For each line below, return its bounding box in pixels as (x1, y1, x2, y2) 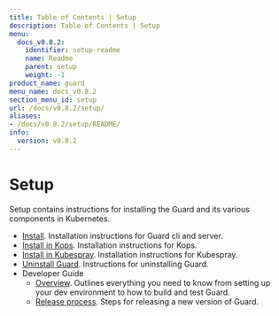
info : (9, 128, 29, 137)
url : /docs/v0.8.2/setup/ (9, 104, 105, 112)
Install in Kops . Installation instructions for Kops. (21, 240, 198, 250)
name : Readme (25, 54, 74, 63)
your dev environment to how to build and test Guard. (35, 287, 230, 297)
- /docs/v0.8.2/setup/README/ (9, 120, 121, 129)
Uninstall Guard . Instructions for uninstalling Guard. (21, 258, 210, 269)
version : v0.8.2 (17, 136, 77, 145)
